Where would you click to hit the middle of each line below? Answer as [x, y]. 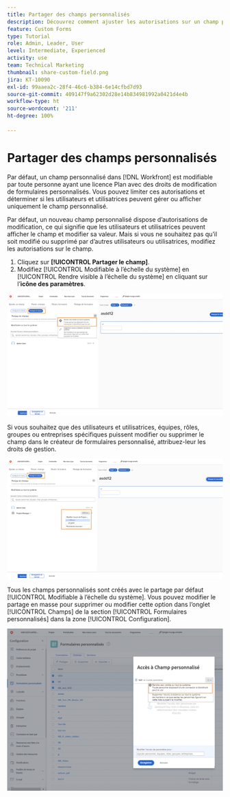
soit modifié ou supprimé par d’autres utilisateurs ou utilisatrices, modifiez [111, 241]
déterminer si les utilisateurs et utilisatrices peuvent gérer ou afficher [104, 198]
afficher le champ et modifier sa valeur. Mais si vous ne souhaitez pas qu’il [112, 234]
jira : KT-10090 [29, 80]
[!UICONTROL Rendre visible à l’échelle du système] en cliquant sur [112, 276]
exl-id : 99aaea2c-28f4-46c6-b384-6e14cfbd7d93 [75, 87]
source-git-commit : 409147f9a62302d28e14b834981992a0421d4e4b [98, 94]
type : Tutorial [29, 36]
